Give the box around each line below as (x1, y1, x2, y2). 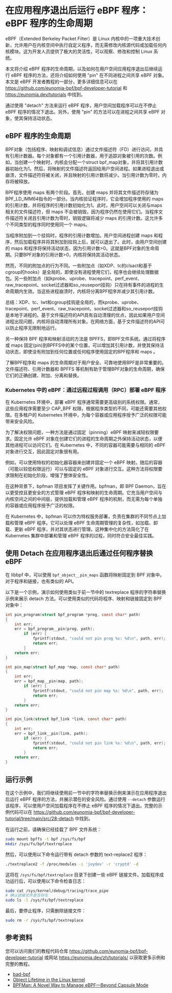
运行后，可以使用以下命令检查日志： (9, 878, 86, 884)
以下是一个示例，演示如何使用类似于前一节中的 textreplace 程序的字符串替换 (5, 589, 166, 595)
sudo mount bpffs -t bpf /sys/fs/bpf (5, 836, 86, 841)
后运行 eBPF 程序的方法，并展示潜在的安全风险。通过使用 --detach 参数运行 (5, 796, 165, 802)
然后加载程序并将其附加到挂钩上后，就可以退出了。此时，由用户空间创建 (14, 238, 167, 245)
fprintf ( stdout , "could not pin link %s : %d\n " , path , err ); (32, 740, 166, 745)
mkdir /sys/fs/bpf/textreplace (5, 841, 72, 847)
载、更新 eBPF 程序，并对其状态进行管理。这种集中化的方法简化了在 (5, 526, 149, 532)
